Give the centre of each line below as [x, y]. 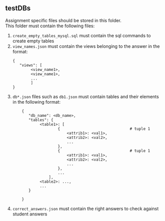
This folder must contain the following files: [50, 26]
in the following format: [36, 102]
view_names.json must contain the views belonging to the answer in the [86, 46]
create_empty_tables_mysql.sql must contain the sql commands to [81, 35]
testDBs [18, 8]
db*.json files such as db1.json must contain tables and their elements [86, 96]
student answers [30, 214]
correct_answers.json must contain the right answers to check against [86, 208]
